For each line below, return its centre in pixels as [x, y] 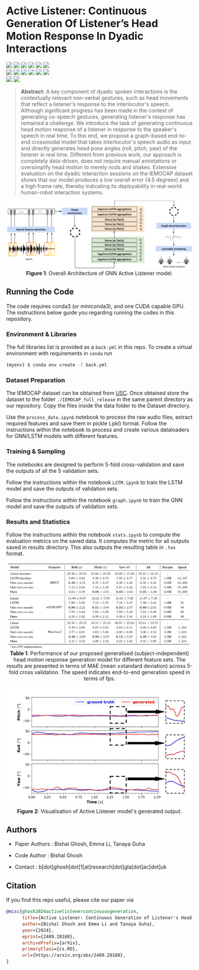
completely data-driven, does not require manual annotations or [99, 161]
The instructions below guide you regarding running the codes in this [90, 312]
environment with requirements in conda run [59, 354]
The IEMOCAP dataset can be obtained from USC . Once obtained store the [97, 393]
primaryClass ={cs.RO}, [50, 949]
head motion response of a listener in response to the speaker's [99, 129]
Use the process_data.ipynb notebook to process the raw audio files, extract [99, 417]
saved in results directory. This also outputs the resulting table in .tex [91, 547]
